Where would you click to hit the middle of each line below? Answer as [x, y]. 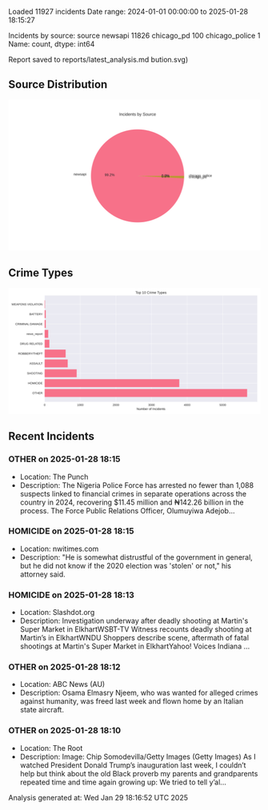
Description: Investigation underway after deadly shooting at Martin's [134, 621]
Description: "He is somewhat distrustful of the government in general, [136, 557]
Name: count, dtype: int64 [52, 44]
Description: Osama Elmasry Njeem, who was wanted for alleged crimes [139, 693]
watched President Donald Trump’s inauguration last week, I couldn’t [133, 765]
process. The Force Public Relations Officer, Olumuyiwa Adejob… [127, 510]
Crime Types [41, 273]
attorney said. [42, 574]
